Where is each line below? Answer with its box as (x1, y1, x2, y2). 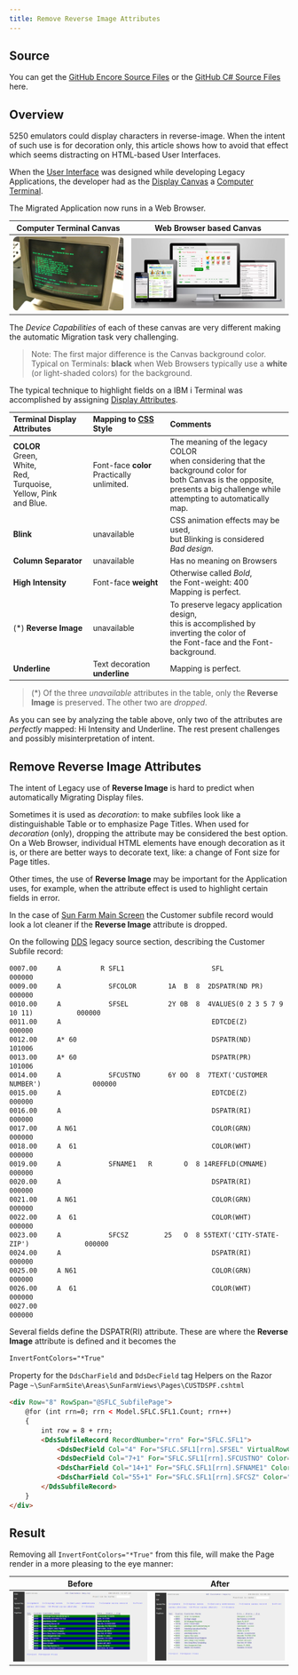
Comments (169, 419, 212, 429)
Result (9, 1526, 46, 1541)
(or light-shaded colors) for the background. (30, 367, 192, 378)
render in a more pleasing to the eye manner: (9, 1559, 174, 1569)
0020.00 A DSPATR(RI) (9, 1177, 252, 1186)
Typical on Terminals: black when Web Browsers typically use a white (30, 358, 288, 369)
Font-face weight (92, 578, 159, 588)
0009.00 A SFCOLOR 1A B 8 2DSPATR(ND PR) (9, 982, 264, 991)
